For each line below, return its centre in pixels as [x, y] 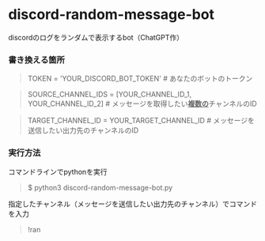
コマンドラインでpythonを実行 [58, 171]
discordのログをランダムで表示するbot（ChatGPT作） [96, 37]
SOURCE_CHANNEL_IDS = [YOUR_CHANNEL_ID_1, [110, 94]
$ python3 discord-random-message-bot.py [100, 187]
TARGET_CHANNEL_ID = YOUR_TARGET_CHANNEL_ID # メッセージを [141, 121]
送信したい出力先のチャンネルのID [83, 130]
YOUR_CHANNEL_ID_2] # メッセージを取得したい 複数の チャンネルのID [142, 104]
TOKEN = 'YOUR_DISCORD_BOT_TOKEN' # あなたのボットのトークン [140, 79]
